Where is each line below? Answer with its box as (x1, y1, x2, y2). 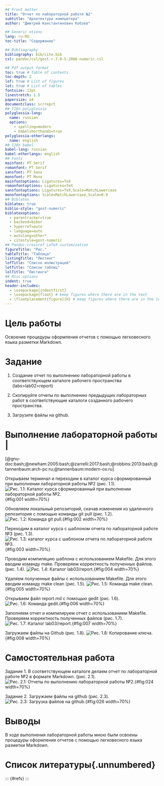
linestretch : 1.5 (5, 92, 41, 98)
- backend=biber (9, 220, 42, 225)
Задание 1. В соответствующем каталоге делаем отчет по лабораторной (5, 668, 158, 674)
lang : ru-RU (5, 34, 29, 39)
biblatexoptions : (5, 210, 41, 215)
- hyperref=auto (9, 224, 42, 229)
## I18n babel (5, 143, 34, 147)
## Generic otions (5, 30, 42, 35)
